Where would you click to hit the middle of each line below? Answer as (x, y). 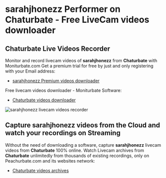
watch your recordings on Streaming (63, 133)
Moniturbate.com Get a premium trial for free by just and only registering (79, 66)
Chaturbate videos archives (41, 171)
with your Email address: (30, 71)
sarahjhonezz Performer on (63, 9)
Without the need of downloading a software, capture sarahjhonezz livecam (83, 145)
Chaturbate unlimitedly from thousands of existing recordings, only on (77, 156)
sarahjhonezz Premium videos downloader (56, 81)
